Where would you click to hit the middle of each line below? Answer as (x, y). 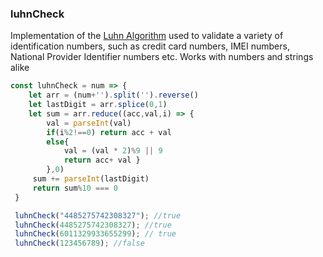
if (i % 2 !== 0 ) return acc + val (109, 132)
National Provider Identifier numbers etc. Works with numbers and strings (162, 57)
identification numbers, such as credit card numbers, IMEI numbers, (150, 46)
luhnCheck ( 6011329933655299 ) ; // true (95, 234)
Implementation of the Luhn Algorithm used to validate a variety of (147, 36)
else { (58, 142)
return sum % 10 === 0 (75, 188)
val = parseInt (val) (89, 123)
